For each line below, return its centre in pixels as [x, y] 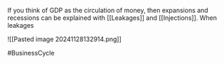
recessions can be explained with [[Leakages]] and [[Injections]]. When [112, 18]
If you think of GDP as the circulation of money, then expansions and [108, 10]
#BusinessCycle [31, 53]
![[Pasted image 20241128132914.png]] [65, 39]
